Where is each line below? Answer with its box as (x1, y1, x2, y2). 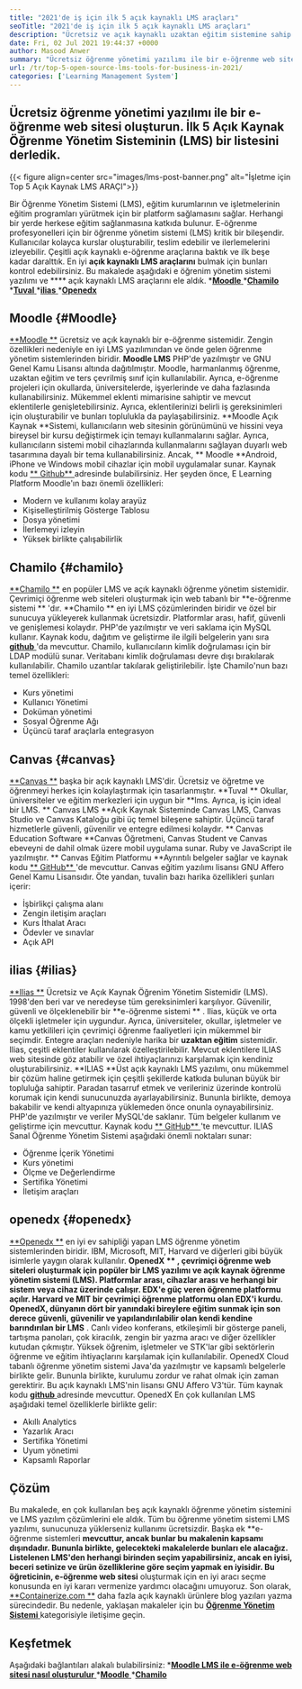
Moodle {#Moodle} (9, 310, 118, 325)
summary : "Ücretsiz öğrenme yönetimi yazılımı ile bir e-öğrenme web (9, 55, 276, 64)
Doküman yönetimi (22, 706, 93, 717)
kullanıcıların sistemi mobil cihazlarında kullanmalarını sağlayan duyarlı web (9, 440, 288, 450)
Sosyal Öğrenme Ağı (22, 716, 99, 727)
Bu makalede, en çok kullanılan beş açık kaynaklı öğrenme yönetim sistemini (9, 1504, 292, 1515)
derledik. (9, 148, 61, 163)
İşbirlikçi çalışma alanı (22, 898, 103, 909)
